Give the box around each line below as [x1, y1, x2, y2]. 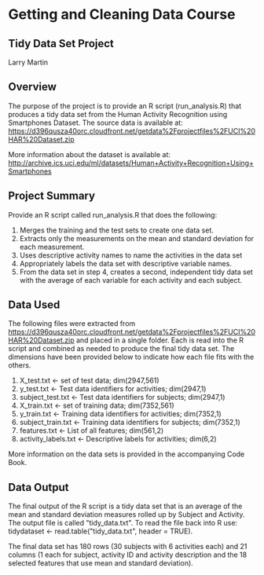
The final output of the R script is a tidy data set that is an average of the [8, 501, 243, 511]
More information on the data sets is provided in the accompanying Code [8, 449, 245, 459]
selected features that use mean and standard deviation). [8, 559, 194, 568]
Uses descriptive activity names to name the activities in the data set [19, 250, 243, 260]
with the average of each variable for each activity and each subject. [19, 275, 242, 284]
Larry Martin [8, 57, 49, 67]
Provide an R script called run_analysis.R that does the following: [8, 210, 218, 219]
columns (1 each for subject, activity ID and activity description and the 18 [8, 550, 247, 559]
